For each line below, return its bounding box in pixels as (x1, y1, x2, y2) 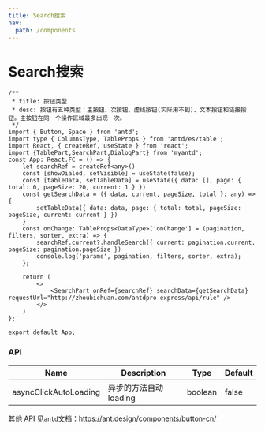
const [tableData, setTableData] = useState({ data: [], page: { (22, 177, 242, 185)
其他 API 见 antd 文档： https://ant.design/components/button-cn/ (8, 414, 217, 423)
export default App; (8, 328, 77, 336)
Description (121, 367, 166, 378)
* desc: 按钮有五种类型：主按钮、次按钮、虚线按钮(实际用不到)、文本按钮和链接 (11, 106, 241, 114)
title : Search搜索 (8, 11, 66, 20)
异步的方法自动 (107, 382, 164, 393)
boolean (186, 386, 218, 397)
